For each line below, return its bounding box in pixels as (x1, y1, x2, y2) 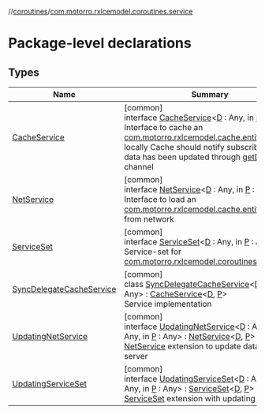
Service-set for (123, 246, 181, 257)
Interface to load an (123, 194, 196, 204)
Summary (191, 89, 229, 99)
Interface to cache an (123, 122, 203, 132)
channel (123, 162, 154, 172)
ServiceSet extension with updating (123, 393, 256, 404)
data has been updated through (123, 151, 241, 162)
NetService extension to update (123, 341, 242, 352)
